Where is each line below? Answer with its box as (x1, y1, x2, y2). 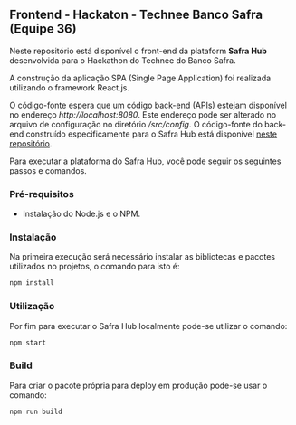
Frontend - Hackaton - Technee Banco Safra (9, 7, 263, 23)
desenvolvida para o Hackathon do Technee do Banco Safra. (9, 54, 237, 66)
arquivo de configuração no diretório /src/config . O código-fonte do (9, 118, 263, 129)
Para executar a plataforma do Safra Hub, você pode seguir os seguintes (9, 156, 282, 166)
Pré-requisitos (9, 187, 74, 200)
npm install (9, 279, 54, 288)
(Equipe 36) (9, 22, 77, 37)
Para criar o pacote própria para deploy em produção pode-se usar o (9, 380, 268, 391)
